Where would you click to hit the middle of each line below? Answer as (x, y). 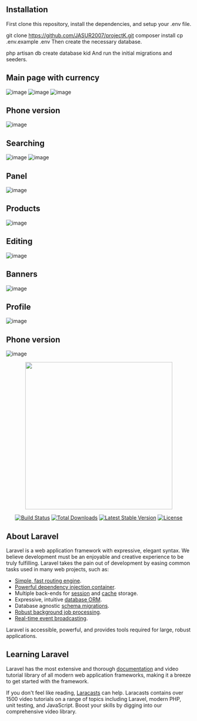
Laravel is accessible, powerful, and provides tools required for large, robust (98, 630)
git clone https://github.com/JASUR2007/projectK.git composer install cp (95, 35)
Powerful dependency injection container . (65, 587)
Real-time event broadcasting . (51, 618)
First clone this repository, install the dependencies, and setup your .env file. (99, 24)
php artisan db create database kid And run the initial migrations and (89, 53)
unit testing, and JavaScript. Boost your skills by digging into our (84, 705)
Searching (26, 143)
